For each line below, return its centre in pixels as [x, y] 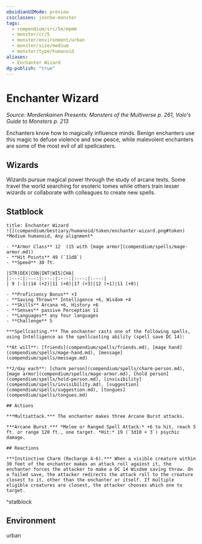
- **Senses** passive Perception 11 [52, 310]
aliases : [17, 57]
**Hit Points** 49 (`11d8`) [47, 257]
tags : [13, 23]
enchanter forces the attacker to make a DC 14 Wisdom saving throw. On [100, 469]
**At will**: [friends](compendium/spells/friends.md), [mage [86, 347]
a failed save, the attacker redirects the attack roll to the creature [100, 474]
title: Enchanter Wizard [37, 225]
